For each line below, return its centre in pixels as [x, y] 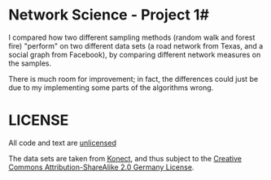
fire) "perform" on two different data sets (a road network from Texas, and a [136, 45]
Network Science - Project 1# [109, 15]
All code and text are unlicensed [62, 143]
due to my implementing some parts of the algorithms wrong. [111, 88]
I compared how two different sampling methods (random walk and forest [132, 37]
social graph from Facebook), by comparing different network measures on [135, 54]
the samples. [30, 63]
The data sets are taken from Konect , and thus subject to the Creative [125, 158]
